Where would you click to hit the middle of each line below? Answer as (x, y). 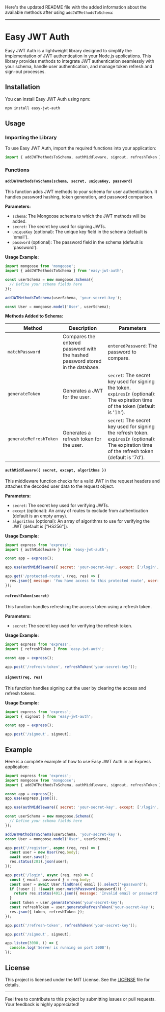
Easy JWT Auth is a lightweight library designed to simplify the (69, 50)
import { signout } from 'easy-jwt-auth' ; (49, 716)
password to (122, 352)
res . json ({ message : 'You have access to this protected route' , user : (84, 581)
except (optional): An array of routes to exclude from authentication (80, 510)
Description (83, 328)
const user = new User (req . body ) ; (45, 853)
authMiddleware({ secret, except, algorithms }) (56, 470)
